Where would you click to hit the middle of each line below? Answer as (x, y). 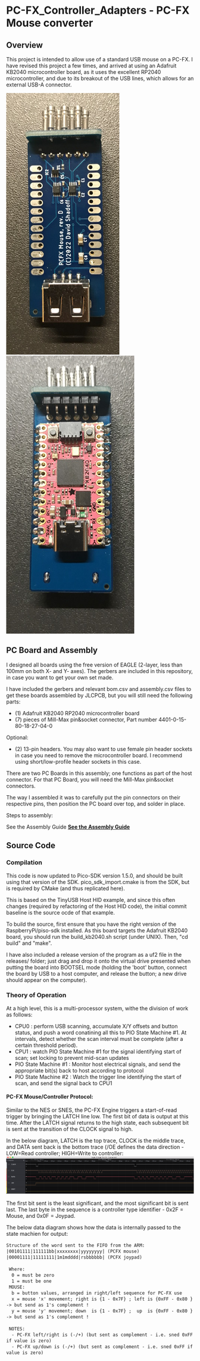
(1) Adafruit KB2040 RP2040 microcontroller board (77, 713)
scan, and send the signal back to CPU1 (63, 1083)
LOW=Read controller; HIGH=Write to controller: (65, 1153)
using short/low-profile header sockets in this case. (78, 761)
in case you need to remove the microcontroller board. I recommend (99, 755)
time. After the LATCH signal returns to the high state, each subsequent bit (98, 1123)
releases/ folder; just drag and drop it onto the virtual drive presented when (99, 961)
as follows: (19, 1015)
